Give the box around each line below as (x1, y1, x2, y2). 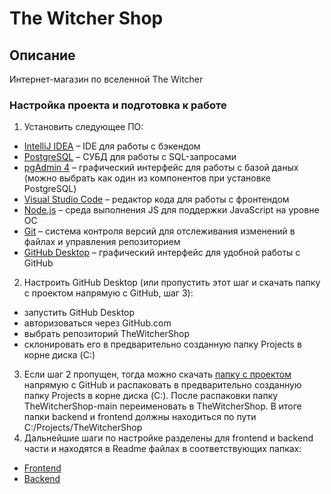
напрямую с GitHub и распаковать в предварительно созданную (23, 379, 302, 391)
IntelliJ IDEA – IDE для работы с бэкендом (23, 140, 201, 152)
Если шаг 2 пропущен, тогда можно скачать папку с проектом (23, 368, 292, 381)
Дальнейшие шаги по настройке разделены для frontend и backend (23, 432, 314, 444)
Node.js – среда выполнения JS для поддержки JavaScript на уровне (23, 204, 320, 216)
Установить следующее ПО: (23, 121, 144, 133)
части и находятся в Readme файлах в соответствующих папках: (23, 443, 302, 455)
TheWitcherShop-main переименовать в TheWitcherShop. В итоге (23, 400, 302, 412)
